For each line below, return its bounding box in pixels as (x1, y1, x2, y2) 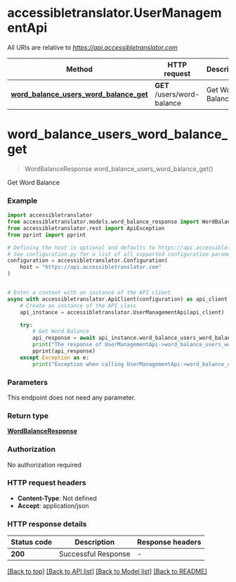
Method (65, 64, 93, 74)
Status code (11, 537, 53, 547)
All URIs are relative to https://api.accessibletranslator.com (7, 43, 178, 51)
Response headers (136, 537, 202, 547)
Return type (7, 410, 49, 420)
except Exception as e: (20, 354, 90, 361)
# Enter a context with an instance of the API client (7, 289, 171, 296)
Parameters (7, 377, 48, 387)
